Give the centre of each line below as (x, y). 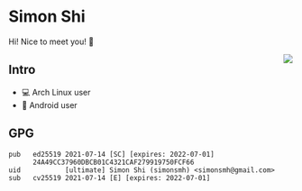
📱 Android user (49, 105)
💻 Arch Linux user (56, 92)
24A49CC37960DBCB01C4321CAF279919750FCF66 (113, 162)
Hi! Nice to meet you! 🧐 (51, 41)
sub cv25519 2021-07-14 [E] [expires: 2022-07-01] (110, 177)
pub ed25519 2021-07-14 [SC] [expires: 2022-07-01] (112, 154)
